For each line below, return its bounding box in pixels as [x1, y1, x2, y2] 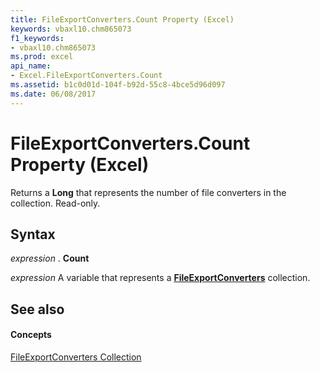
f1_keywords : [10, 33, 65, 43]
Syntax [10, 226, 56, 243]
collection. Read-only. [10, 197, 101, 209]
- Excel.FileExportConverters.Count [10, 71, 163, 81]
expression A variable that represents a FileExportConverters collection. [10, 272, 311, 284]
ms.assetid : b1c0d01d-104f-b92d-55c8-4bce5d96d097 [10, 80, 226, 90]
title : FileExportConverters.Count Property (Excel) [10, 14, 235, 25]
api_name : [10, 61, 52, 71]
